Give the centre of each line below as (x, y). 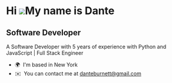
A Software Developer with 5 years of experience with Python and (86, 47)
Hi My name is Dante (60, 11)
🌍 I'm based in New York (46, 65)
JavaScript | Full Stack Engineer (45, 53)
